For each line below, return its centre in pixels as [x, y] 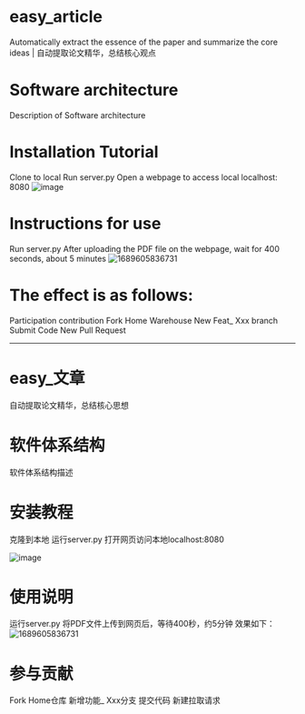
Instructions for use [85, 224]
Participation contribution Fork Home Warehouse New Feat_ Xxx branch [144, 320]
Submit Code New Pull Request [68, 330]
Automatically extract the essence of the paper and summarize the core [144, 42]
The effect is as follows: [101, 295]
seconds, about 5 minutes [58, 258]
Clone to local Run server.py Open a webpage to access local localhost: [144, 177]
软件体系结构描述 [41, 472]
